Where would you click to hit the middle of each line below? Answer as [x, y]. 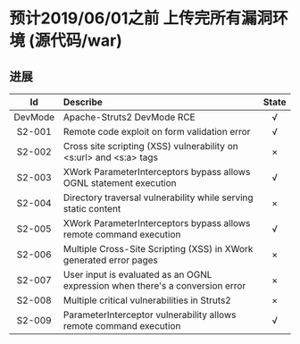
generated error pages [111, 260]
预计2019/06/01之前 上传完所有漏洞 [141, 18]
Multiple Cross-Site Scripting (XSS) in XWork [158, 249]
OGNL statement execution [120, 183]
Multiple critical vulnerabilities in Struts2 [147, 300]
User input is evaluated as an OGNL [137, 275]
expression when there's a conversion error [154, 285]
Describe [83, 102]
